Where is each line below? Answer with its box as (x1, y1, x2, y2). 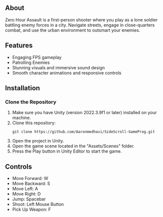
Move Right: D (12, 191, 41, 197)
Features (5, 41, 33, 50)
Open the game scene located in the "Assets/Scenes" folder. (12, 143, 135, 149)
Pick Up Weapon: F (12, 207, 51, 213)
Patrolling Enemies (12, 59, 50, 65)
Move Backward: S (12, 180, 50, 187)
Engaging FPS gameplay (12, 54, 62, 60)
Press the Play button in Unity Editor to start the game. (12, 148, 122, 154)
